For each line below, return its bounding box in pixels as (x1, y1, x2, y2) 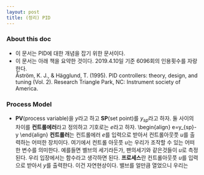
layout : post (6, 9, 40, 15)
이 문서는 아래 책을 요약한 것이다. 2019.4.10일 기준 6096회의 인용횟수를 (15, 57, 186, 64)
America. (15, 84, 39, 92)
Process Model (6, 100, 52, 108)
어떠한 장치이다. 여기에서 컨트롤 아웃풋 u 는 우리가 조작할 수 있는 (31, 138, 184, 146)
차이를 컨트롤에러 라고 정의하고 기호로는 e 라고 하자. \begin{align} (15, 123, 171, 130)
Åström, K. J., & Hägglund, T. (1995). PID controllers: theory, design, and (15, 72, 198, 79)
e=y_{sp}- (172, 123, 197, 130)
